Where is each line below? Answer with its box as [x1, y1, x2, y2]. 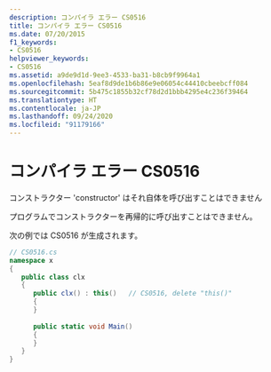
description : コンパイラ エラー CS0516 [9, 12, 147, 22]
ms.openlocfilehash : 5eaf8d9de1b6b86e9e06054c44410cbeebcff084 [9, 79, 249, 88]
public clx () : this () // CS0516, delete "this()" [32, 289, 233, 298]
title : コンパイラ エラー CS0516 [9, 21, 123, 30]
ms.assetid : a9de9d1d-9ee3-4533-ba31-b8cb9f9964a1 [9, 71, 201, 80]
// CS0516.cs [9, 248, 58, 257]
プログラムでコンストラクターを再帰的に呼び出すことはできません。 [9, 210, 258, 222]
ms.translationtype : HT [9, 95, 98, 105]
